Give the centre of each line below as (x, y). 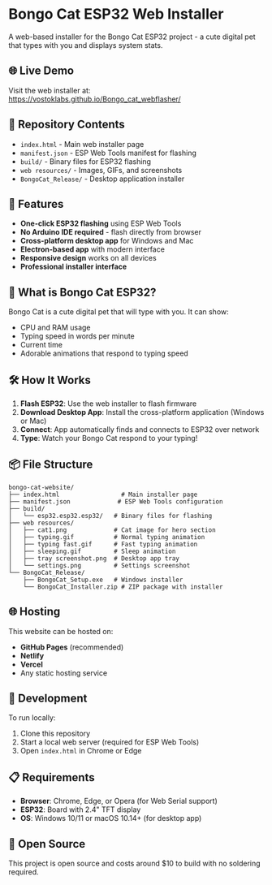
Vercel (31, 664)
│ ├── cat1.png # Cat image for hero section (112, 530)
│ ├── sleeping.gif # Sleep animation (92, 551)
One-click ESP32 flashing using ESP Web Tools (101, 223)
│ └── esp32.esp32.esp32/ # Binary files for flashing (110, 516)
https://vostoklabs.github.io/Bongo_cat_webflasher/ (95, 99)
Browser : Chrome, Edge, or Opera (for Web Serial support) (119, 801)
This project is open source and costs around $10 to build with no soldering (135, 863)
